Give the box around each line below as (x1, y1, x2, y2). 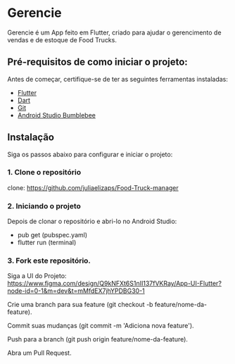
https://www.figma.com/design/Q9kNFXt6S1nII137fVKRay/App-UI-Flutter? (7, 280, 222, 288)
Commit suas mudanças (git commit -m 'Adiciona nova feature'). (7, 322, 195, 330)
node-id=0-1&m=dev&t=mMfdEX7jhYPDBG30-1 (7, 287, 146, 295)
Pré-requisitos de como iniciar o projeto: (7, 56, 188, 68)
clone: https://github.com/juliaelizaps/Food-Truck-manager (7, 183, 179, 192)
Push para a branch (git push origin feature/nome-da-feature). (7, 335, 189, 344)
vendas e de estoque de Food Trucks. (7, 35, 118, 44)
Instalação (7, 132, 55, 144)
